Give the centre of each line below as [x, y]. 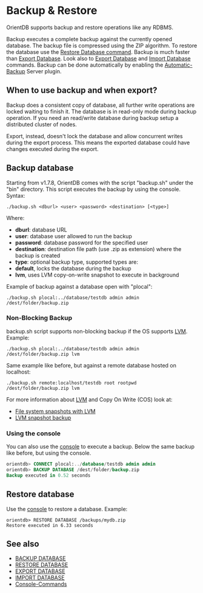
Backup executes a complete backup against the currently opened [89, 39]
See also [23, 544]
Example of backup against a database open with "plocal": [79, 286]
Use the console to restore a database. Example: [67, 509]
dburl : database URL [41, 229]
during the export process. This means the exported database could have [98, 142]
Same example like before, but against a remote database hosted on [92, 365]
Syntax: [16, 195]
